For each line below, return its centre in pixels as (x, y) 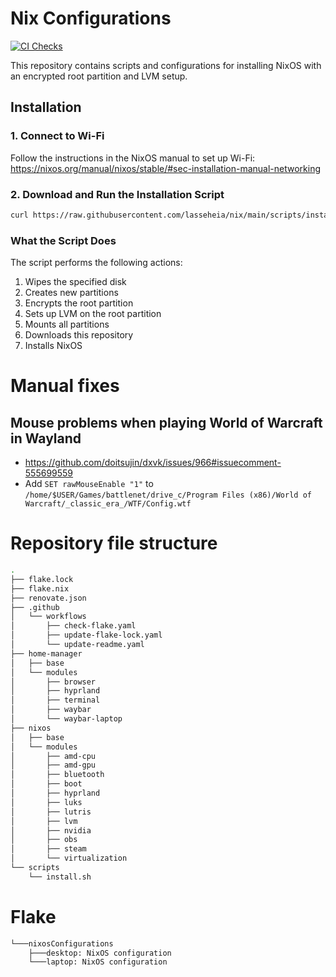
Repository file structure (114, 543)
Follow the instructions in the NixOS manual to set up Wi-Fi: (133, 158)
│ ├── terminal (55, 700)
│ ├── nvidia (51, 830)
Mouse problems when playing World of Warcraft (166, 422)
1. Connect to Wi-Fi (57, 136)
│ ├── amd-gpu (53, 765)
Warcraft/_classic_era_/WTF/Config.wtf (108, 504)
